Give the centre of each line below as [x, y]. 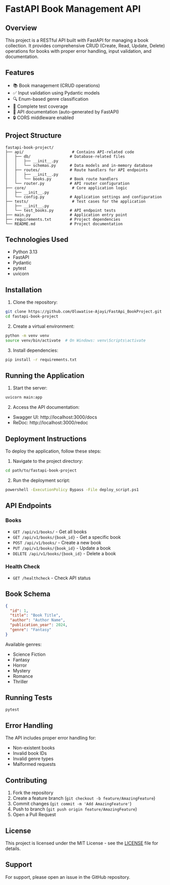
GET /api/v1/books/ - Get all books [50, 532]
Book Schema [28, 594]
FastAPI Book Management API [73, 9]
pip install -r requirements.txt [41, 360]
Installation [24, 290]
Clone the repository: [35, 302]
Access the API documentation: [46, 407]
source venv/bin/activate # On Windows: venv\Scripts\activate [75, 340]
